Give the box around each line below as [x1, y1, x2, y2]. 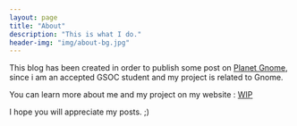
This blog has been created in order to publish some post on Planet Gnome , [9, 63, 288, 73]
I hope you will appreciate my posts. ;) [9, 106, 150, 117]
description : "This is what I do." [9, 29, 142, 38]
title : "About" [9, 21, 66, 30]
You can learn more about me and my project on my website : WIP [9, 89, 253, 100]
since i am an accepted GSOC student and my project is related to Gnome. [9, 72, 284, 83]
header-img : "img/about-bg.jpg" [9, 38, 130, 47]
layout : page [9, 13, 58, 22]
